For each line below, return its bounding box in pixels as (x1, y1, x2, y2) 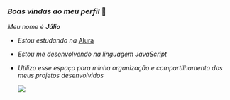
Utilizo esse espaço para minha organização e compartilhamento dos (17, 64, 223, 72)
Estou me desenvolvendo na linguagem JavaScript (17, 50, 168, 59)
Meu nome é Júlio (7, 23, 60, 31)
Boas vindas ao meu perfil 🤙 (7, 6, 106, 16)
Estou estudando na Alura (17, 36, 94, 45)
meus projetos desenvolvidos (17, 71, 104, 80)
